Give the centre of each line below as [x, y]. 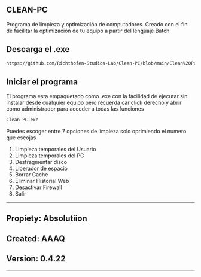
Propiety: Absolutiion [47, 218]
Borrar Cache [31, 175]
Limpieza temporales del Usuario [55, 150]
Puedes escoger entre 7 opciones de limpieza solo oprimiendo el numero [96, 132]
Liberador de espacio [41, 168]
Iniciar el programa [42, 82]
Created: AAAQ [36, 238]
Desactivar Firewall [38, 187]
